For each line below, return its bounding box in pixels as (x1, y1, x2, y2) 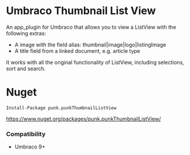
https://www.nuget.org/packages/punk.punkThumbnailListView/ (6, 115, 161, 122)
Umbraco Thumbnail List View (6, 4, 157, 18)
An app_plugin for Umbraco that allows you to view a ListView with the (6, 23, 177, 31)
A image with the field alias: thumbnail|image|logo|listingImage (14, 41, 167, 48)
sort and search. (6, 65, 46, 72)
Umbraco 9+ (14, 143, 46, 150)
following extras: (6, 29, 46, 36)
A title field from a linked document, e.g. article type (14, 47, 141, 54)
